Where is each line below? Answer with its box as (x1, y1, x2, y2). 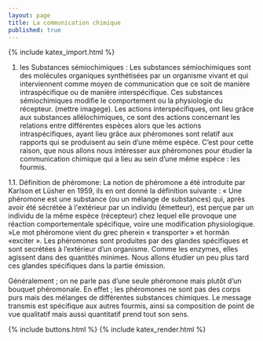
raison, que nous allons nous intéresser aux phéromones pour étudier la (19, 146, 253, 155)
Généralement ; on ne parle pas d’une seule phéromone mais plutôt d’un (8, 276, 242, 286)
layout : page (8, 11, 51, 20)
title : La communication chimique (8, 19, 122, 27)
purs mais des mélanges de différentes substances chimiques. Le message (8, 293, 252, 303)
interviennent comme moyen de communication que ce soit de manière (19, 79, 250, 89)
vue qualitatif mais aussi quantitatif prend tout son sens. (8, 310, 190, 319)
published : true (8, 26, 61, 34)
